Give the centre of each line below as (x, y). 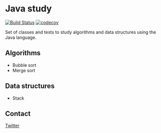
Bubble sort (24, 65)
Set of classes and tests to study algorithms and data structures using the (81, 32)
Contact (18, 113)
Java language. (21, 37)
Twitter (12, 126)
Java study (29, 9)
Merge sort (24, 70)
